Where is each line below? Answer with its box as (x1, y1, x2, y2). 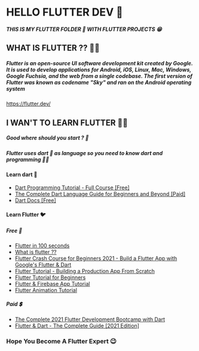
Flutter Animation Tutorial (14, 287, 78, 294)
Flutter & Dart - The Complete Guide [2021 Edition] (14, 322, 139, 329)
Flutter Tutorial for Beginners (14, 274, 86, 281)
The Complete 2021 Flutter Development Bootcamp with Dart (14, 316, 166, 323)
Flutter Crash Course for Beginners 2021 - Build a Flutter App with (14, 255, 177, 262)
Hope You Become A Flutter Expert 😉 (6, 337, 117, 345)
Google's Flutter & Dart (14, 261, 72, 268)
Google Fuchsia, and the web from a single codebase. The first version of (6, 72, 193, 80)
